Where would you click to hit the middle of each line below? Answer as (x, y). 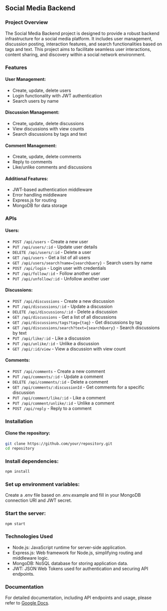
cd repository (20, 448)
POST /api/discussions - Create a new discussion (63, 301)
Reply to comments (32, 162)
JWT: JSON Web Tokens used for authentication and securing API (80, 569)
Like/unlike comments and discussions (52, 167)
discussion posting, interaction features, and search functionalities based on (84, 44)
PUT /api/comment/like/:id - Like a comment (59, 398)
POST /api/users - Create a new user (50, 241)
